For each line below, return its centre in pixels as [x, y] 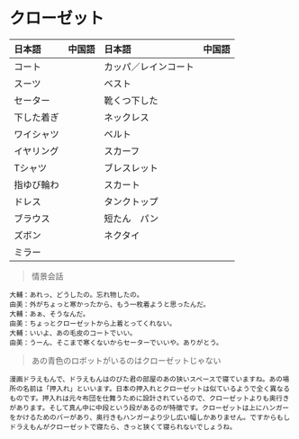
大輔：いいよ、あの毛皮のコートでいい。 [73, 333]
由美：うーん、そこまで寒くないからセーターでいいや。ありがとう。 [116, 343]
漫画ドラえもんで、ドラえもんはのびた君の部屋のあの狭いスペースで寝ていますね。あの [146, 379]
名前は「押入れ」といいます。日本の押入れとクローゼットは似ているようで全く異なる [156, 389]
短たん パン [131, 219]
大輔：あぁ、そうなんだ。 [50, 314]
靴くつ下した [131, 100]
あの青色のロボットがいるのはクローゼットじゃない [126, 360]
